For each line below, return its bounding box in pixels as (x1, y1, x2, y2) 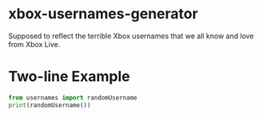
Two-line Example (8, 68, 130, 86)
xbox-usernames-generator (8, 5, 198, 23)
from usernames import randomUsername (8, 93, 137, 102)
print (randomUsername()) (8, 101, 91, 109)
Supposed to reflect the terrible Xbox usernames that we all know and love (8, 31, 254, 41)
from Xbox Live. (8, 39, 61, 49)
